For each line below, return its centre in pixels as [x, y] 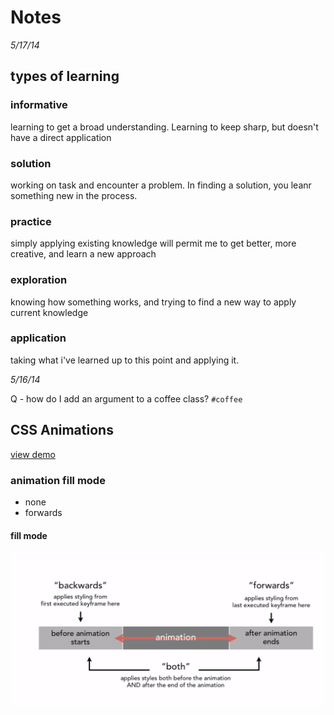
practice [31, 221]
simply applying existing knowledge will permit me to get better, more [153, 243]
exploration [39, 280]
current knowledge [49, 312]
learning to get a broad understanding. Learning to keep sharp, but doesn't [164, 127]
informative [39, 105]
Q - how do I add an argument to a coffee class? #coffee [126, 398]
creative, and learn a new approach [83, 254]
